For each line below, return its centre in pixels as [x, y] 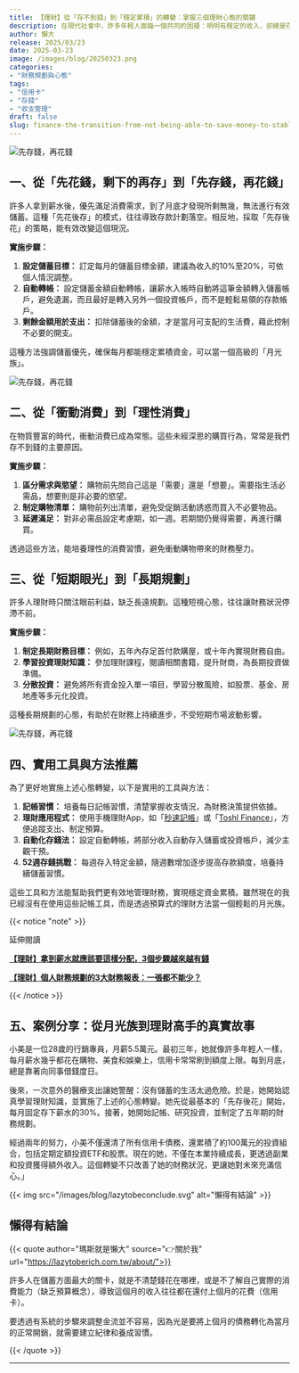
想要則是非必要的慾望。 [89, 496]
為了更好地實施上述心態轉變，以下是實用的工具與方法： [110, 788]
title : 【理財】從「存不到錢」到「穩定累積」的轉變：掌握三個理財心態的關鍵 [133, 17]
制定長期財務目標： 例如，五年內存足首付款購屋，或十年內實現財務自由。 [156, 651]
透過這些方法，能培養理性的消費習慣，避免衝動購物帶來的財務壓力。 [134, 548]
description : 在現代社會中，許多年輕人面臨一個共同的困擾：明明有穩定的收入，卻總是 [148, 26]
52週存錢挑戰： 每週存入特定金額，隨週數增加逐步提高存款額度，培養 [149, 862]
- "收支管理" [31, 109]
